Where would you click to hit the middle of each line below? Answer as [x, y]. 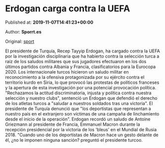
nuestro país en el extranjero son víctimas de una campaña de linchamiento [82, 113]
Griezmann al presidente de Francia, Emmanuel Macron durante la [73, 124]
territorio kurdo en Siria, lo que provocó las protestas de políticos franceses [82, 82]
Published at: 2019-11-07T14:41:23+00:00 [49, 22]
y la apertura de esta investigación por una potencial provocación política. [81, 87]
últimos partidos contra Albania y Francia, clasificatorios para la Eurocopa [81, 67]
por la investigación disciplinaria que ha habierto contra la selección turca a [82, 56]
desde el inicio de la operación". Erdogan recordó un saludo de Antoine [78, 119]
